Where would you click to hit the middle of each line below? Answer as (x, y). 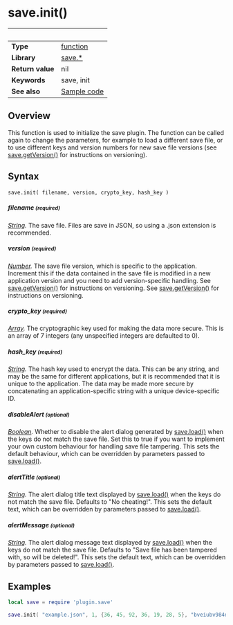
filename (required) (34, 208)
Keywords (28, 80)
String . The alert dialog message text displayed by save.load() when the (110, 543)
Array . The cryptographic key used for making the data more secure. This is (116, 328)
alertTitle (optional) (34, 477)
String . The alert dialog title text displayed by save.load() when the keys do (114, 495)
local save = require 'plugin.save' (60, 603)
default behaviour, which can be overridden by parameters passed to (106, 454)
